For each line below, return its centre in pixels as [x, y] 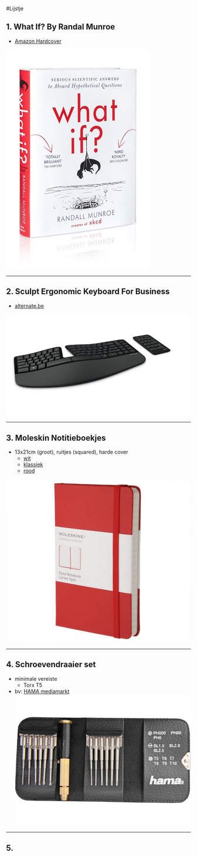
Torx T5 [33, 685]
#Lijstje [15, 9]
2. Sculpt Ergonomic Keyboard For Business [88, 292]
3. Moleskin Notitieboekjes [56, 438]
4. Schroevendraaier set [51, 665]
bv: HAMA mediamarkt [42, 691]
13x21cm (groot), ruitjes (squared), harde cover [71, 452]
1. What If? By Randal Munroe [61, 27]
